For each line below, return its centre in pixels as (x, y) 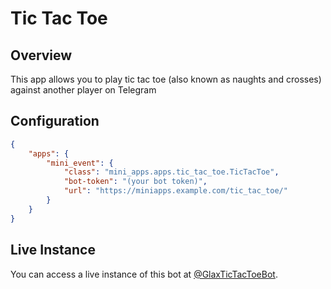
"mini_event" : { (80, 163)
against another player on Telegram (83, 90)
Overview (41, 55)
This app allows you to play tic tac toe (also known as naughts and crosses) (166, 79)
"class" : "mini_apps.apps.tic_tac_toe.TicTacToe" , (171, 172)
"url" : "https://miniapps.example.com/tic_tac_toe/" (175, 191)
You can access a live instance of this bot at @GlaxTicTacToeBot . (144, 274)
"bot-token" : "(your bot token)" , (135, 182)
